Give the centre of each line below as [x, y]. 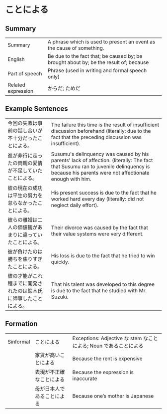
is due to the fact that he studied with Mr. [99, 290]
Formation [21, 324]
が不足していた [25, 171]
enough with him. [71, 179]
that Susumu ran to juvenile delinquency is [100, 166]
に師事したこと [25, 298]
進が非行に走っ [25, 156]
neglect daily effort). [75, 205]
